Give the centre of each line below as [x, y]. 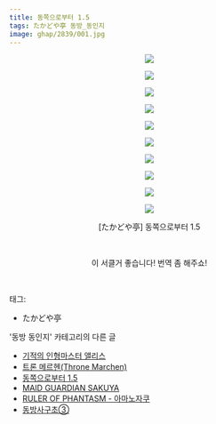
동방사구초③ [45, 410]
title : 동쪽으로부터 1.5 [50, 17]
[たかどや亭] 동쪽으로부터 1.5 [149, 227]
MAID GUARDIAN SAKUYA [71, 388]
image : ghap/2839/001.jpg [57, 34]
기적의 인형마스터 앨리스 [64, 356]
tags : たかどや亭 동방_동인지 [57, 26]
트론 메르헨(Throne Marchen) [74, 367]
